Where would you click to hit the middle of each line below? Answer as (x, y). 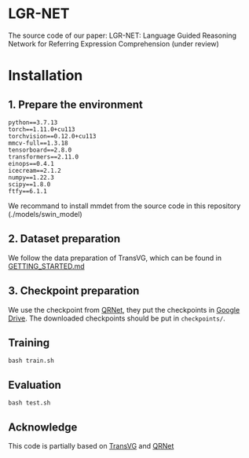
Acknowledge (43, 427)
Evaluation (35, 385)
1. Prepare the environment (75, 104)
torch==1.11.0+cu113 (42, 129)
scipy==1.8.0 (29, 184)
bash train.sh (31, 361)
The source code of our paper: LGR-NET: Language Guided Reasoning (123, 35)
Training (29, 343)
